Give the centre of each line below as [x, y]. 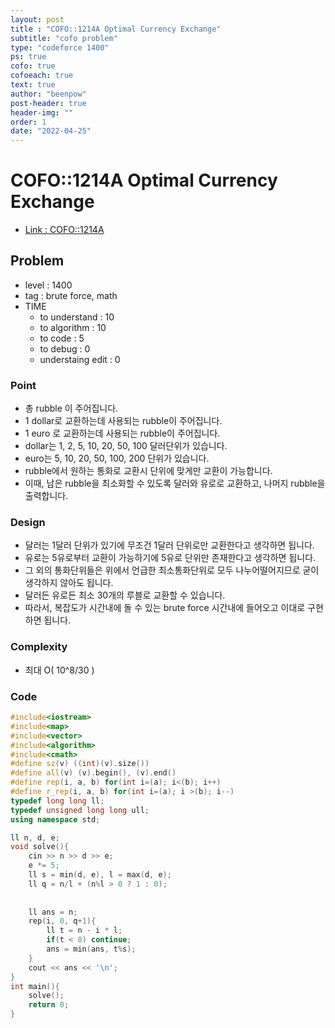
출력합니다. [46, 496]
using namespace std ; [55, 819]
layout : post [37, 19]
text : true [33, 85]
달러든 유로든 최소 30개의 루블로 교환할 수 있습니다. [125, 595]
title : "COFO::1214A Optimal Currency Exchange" [116, 29]
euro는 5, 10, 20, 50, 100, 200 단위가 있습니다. [117, 458]
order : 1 [28, 122]
